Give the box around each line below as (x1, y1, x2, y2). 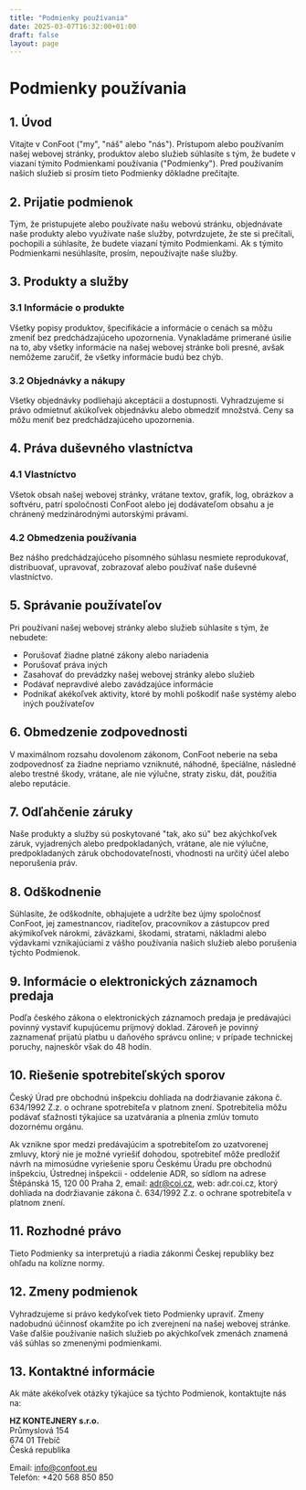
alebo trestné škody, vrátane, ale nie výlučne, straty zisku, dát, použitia (9, 768, 277, 779)
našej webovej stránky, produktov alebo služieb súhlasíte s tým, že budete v (9, 148, 296, 160)
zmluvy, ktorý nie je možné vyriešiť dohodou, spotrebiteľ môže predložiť (9, 1148, 280, 1159)
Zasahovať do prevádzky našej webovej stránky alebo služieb (22, 669, 256, 680)
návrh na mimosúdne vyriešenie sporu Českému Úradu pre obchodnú (9, 1157, 272, 1169)
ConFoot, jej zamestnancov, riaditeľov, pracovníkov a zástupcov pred (9, 918, 270, 929)
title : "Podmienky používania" (9, 13, 129, 23)
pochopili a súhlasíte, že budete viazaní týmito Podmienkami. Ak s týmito (9, 238, 283, 249)
